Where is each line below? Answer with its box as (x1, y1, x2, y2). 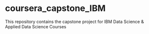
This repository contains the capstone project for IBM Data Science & (5, 19, 144, 24)
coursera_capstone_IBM (5, 3, 106, 14)
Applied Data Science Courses (5, 23, 67, 29)
